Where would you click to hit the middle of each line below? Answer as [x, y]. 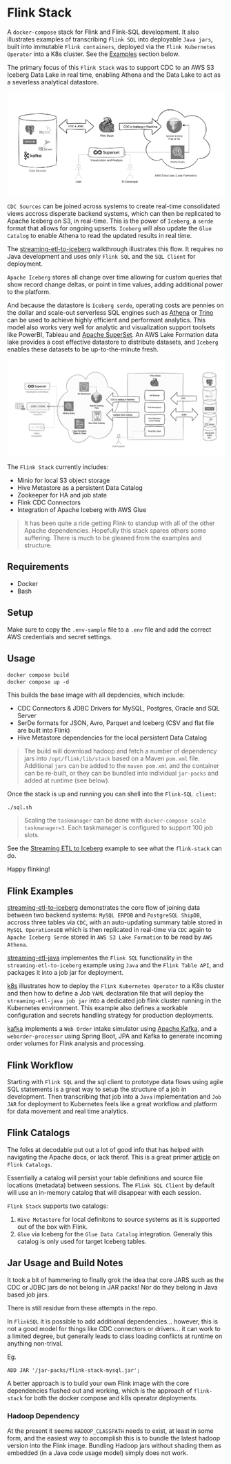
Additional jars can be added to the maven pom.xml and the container [121, 766]
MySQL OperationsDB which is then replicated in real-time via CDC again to [109, 930]
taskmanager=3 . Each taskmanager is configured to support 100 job [119, 827]
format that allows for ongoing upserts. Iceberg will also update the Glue [110, 228]
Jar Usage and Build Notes [65, 1263]
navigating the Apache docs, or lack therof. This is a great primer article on [113, 1157]
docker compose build [38, 675]
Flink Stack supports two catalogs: [58, 1206]
